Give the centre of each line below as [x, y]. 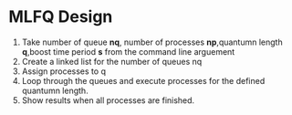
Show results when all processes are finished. [108, 100]
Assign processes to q [64, 71]
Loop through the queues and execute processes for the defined [143, 80]
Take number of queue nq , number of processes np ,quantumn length [152, 42]
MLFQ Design [61, 17]
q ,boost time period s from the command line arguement [128, 51]
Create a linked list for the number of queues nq [112, 61]
